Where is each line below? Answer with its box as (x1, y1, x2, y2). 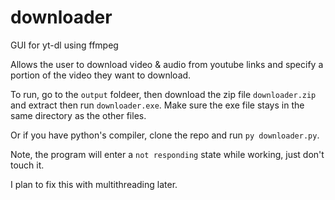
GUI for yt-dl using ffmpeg (10, 39, 119, 51)
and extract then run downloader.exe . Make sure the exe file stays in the (10, 99, 305, 111)
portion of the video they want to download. (10, 69, 192, 81)
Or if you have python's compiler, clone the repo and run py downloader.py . (10, 129, 320, 141)
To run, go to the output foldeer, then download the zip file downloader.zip (10, 88, 317, 100)
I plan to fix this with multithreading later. (10, 178, 178, 190)
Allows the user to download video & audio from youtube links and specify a (10, 58, 324, 70)
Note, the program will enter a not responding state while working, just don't (10, 148, 325, 160)
